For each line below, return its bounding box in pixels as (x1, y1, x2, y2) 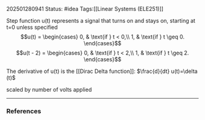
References (6, 107, 41, 115)
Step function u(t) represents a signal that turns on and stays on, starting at (6, 17, 196, 24)
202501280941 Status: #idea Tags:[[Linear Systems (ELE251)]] (6, 6, 164, 12)
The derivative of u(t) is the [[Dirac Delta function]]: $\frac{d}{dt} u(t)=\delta (6, 67, 198, 75)
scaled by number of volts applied (6, 86, 92, 93)
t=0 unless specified (6, 24, 58, 31)
